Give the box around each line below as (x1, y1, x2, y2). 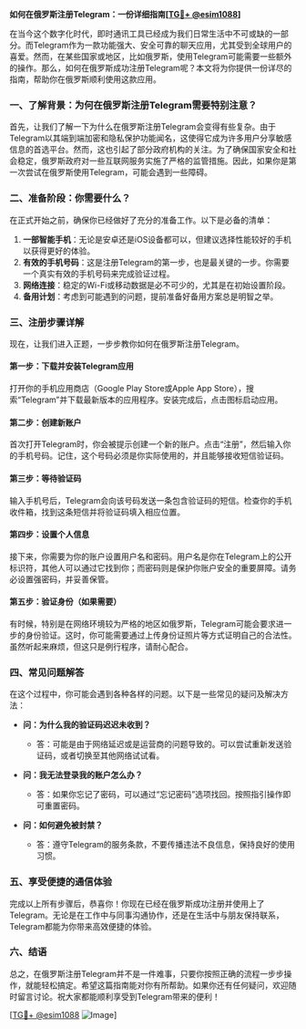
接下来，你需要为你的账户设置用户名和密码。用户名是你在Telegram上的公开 (9, 551, 292, 562)
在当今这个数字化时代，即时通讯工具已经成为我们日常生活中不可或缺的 (9, 28, 273, 39)
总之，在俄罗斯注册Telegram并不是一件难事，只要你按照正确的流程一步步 (9, 968, 284, 979)
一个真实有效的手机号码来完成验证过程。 (22, 268, 175, 279)
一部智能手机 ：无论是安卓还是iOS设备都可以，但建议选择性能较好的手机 (22, 234, 291, 244)
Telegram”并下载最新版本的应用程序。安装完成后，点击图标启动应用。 (21, 394, 283, 405)
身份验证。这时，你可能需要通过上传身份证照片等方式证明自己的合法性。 (25, 629, 297, 640)
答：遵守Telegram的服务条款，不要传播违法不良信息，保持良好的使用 (36, 839, 296, 850)
